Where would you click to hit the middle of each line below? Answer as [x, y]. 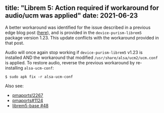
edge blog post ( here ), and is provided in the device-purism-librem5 [73, 32]
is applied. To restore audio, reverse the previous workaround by [70, 62]
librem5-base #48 [30, 105]
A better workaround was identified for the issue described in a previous [78, 27]
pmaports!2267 [28, 95]
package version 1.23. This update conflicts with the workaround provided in [82, 38]
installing [14, 68]
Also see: [14, 86]
